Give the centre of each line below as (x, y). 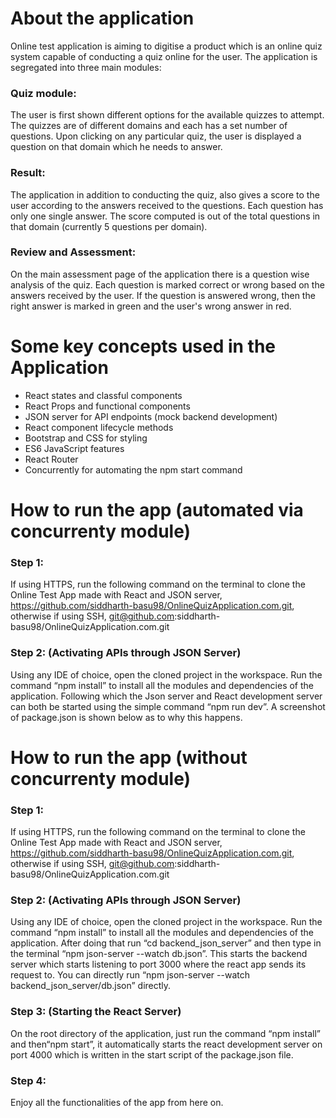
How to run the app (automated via (157, 509)
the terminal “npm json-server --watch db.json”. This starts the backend (159, 954)
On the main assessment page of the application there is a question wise (160, 274)
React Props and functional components (107, 406)
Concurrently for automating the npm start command (133, 469)
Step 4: (28, 1080)
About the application (102, 18)
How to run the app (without (129, 757)
